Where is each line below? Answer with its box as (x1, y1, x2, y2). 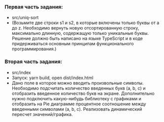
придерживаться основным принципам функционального (11, 41, 134, 47)
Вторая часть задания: (4, 58, 63, 65)
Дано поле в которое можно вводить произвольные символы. (11, 80, 144, 86)
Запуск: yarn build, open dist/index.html (11, 75, 94, 81)
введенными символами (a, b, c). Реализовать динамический (11, 106, 142, 112)
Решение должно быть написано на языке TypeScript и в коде (11, 35, 143, 41)
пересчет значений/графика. (11, 111, 73, 117)
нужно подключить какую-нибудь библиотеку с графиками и (11, 95, 141, 101)
